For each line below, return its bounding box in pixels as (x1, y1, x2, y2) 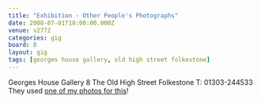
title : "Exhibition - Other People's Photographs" (8, 11, 179, 20)
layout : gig (8, 48, 47, 56)
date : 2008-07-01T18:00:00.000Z (8, 19, 115, 27)
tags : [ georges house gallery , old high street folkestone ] (8, 56, 211, 64)
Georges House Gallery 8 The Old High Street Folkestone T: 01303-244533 (8, 77, 253, 87)
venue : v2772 (8, 26, 51, 34)
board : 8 (8, 41, 37, 49)
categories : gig (8, 33, 62, 42)
